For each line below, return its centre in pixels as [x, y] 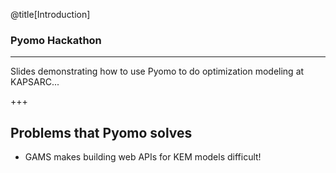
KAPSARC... [35, 82]
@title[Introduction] [50, 14]
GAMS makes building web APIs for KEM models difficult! [143, 157]
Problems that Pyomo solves [101, 132]
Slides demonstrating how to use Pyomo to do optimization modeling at [157, 71]
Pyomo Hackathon [56, 40]
